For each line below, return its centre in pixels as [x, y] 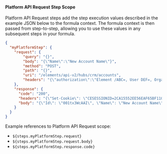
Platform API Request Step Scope [40, 7]
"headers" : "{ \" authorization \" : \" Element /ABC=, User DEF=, [88, 80]
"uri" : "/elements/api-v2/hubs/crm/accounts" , [72, 75]
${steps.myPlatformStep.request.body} [52, 142]
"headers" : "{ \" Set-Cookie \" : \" [53, 98]
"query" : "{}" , [39, 57]
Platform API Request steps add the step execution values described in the [82, 18]
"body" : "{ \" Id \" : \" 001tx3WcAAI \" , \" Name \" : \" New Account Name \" [91, 103]
